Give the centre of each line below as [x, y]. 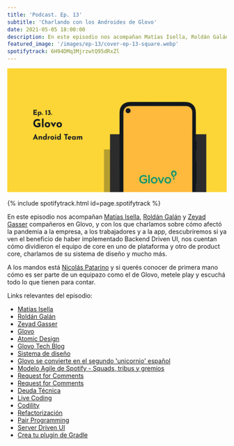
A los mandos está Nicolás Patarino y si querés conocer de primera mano [112, 267]
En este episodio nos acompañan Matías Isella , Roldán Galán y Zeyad [107, 217]
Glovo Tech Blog [41, 346]
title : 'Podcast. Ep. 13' [45, 15]
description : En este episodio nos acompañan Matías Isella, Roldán [109, 37]
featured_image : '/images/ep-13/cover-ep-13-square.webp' [93, 44]
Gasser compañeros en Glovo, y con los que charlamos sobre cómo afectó [115, 224]
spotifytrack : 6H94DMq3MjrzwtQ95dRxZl [63, 52]
